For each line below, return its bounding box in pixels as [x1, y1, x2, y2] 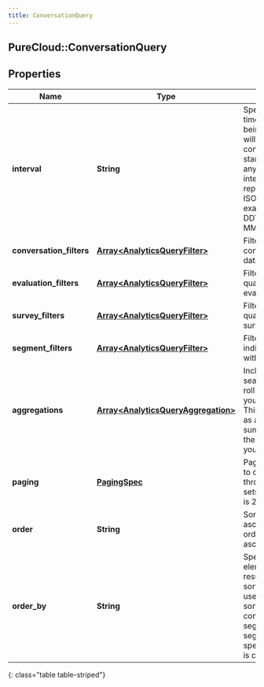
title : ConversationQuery [8, 11, 93, 20]
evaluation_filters [12, 277, 79, 288]
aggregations [12, 404, 64, 415]
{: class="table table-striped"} [8, 670, 106, 679]
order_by [12, 600, 47, 611]
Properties [8, 68, 61, 81]
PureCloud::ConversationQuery [8, 41, 167, 54]
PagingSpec [97, 476, 143, 487]
